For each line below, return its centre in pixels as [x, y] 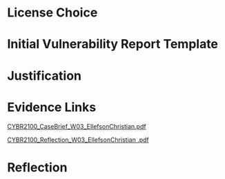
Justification [44, 75]
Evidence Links [52, 107]
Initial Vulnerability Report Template [113, 44]
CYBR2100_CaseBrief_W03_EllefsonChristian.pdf [77, 126]
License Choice [52, 13]
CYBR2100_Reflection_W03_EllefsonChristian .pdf [78, 140]
